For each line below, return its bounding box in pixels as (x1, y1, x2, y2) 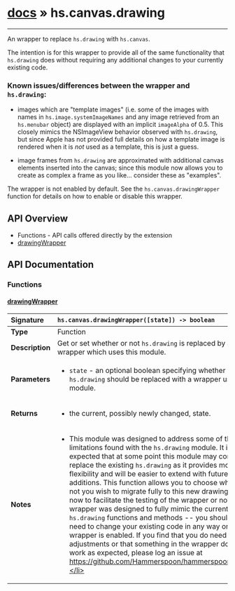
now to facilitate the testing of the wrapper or (69, 495, 218, 505)
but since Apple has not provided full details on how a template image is (17, 135, 225, 144)
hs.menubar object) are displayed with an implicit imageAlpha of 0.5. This (17, 121, 224, 129)
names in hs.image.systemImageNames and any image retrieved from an (17, 113, 220, 121)
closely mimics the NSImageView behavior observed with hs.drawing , (17, 128, 218, 136)
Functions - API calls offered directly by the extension (17, 231, 173, 240)
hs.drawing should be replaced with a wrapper (69, 374, 222, 383)
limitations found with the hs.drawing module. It (69, 442, 225, 452)
